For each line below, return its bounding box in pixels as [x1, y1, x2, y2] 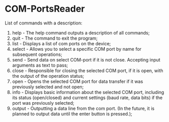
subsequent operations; [12, 51, 62, 57]
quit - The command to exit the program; [12, 35, 98, 41]
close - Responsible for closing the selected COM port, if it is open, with [12, 67, 163, 74]
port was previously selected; [12, 100, 75, 106]
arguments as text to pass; [12, 62, 68, 68]
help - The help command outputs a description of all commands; [12, 29, 150, 36]
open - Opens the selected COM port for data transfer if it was [12, 78, 144, 84]
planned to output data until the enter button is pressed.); [12, 110, 133, 117]
